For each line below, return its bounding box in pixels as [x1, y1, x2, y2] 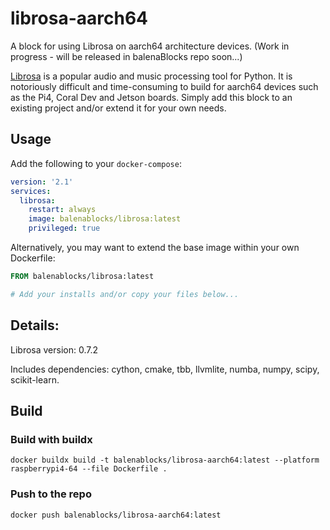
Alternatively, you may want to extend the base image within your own [10, 242, 300, 253]
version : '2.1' [10, 177, 74, 187]
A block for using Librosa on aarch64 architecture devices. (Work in [10, 40, 290, 52]
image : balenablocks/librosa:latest [28, 214, 182, 224]
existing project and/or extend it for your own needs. [10, 102, 227, 114]
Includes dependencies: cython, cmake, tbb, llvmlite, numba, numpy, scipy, [10, 363, 320, 375]
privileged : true [28, 223, 101, 234]
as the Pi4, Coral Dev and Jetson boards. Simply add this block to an [10, 91, 293, 103]
